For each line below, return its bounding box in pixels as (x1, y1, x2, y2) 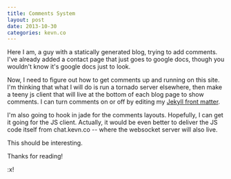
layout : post (7, 16, 45, 23)
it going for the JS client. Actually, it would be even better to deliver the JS (7, 118, 219, 127)
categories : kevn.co (7, 29, 67, 36)
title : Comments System (7, 10, 76, 17)
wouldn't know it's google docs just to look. (7, 62, 131, 71)
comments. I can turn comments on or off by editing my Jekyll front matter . (7, 97, 221, 106)
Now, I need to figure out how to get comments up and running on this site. (7, 76, 220, 84)
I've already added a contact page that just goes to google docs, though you (7, 56, 225, 64)
